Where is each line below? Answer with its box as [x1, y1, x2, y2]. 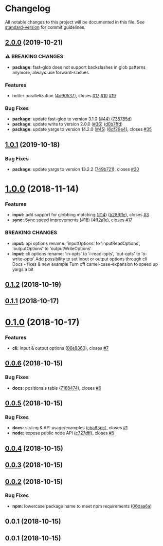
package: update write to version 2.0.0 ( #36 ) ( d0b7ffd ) [12, 121, 123, 127]
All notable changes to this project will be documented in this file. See [5, 19, 145, 25]
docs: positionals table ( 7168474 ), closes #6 [12, 385, 102, 391]
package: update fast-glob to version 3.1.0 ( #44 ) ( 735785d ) [12, 116, 132, 122]
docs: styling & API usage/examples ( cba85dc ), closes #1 [12, 425, 128, 431]
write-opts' [12, 256, 35, 262]
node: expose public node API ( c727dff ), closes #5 [12, 430, 114, 436]
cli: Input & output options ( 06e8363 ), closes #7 [12, 345, 109, 351]
